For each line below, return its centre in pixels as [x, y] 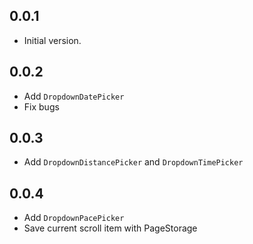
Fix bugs [41, 106]
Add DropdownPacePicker [74, 218]
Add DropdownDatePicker [74, 96]
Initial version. [52, 40]
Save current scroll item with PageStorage [110, 228]
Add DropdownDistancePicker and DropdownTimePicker [133, 162]
